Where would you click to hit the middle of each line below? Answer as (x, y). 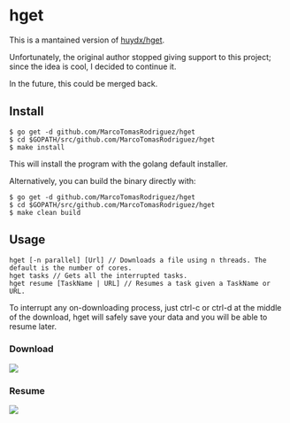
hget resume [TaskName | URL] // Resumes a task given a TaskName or (140, 283)
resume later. (33, 326)
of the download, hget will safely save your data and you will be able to (138, 317)
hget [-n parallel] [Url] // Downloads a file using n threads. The (138, 260)
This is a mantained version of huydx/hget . (87, 40)
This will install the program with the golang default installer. (118, 164)
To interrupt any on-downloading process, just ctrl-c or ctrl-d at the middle (145, 307)
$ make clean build (45, 212)
